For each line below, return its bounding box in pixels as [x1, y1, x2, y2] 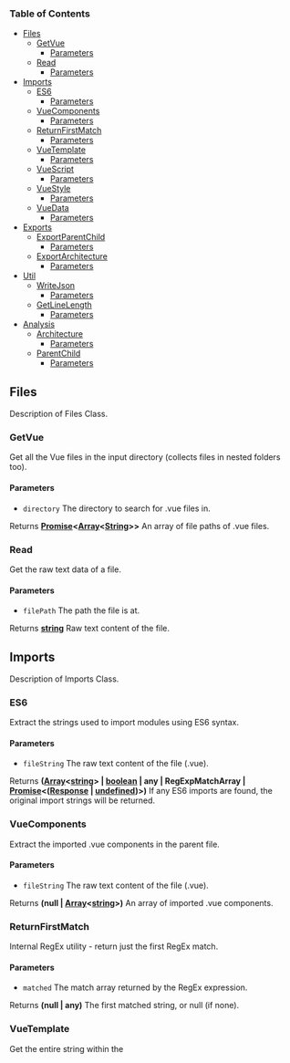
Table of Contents [9, 7, 91, 20]
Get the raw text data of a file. [9, 564, 121, 575]
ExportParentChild [36, 232, 106, 243]
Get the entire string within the [9, 1043, 124, 1054]
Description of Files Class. [9, 409, 108, 420]
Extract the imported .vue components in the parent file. [9, 839, 221, 849]
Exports [22, 222, 53, 233]
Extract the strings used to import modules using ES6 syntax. [9, 717, 240, 728]
